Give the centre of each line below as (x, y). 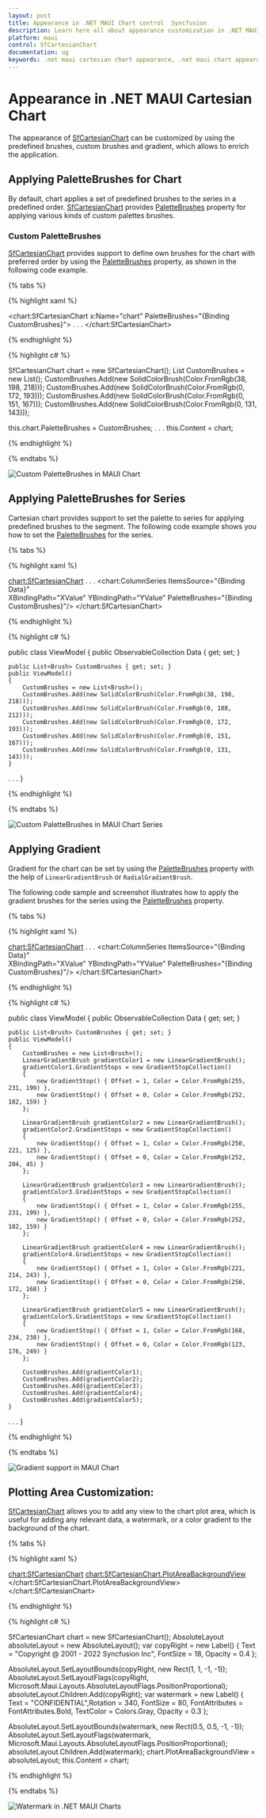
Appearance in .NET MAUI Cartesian (130, 99)
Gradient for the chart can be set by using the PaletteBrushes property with (131, 868)
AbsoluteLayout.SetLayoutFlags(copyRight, (78, 1678)
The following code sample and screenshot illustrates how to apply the (123, 892)
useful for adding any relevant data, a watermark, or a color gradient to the (130, 1520)
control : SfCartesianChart (53, 45)
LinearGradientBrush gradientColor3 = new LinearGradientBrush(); (134, 1185)
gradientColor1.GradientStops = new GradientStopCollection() (127, 1067)
